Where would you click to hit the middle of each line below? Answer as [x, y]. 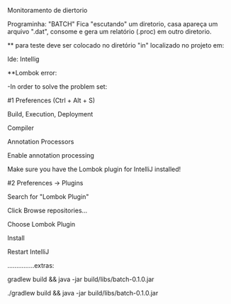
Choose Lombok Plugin [41, 224]
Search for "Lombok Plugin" [48, 197]
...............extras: [31, 265]
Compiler [21, 128]
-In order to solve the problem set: [57, 87]
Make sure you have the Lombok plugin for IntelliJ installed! [94, 169]
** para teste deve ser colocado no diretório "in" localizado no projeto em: [116, 45]
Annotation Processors [41, 142]
